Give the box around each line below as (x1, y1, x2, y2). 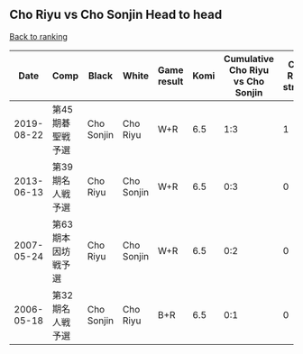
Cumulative (224, 52, 275, 65)
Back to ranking (9, 31, 68, 41)
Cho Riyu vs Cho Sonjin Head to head (9, 7, 223, 23)
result (157, 75, 184, 87)
